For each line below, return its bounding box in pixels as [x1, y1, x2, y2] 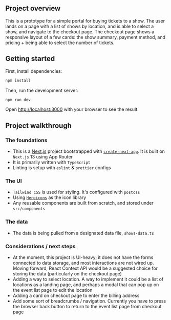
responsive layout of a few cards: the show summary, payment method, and [5, 34, 165, 40]
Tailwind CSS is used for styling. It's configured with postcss [12, 189, 140, 195]
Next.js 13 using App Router [12, 154, 73, 160]
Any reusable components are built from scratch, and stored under [12, 200, 154, 206]
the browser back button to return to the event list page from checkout [12, 303, 162, 309]
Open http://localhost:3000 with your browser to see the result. [5, 106, 139, 112]
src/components [12, 206, 46, 212]
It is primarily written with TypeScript [12, 159, 91, 166]
